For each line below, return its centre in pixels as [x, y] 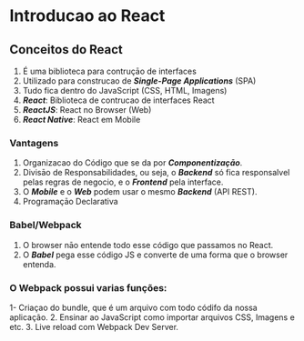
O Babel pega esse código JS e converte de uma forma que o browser [155, 255]
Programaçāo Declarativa [70, 202]
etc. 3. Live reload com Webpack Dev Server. [94, 326]
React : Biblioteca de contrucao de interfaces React [119, 100]
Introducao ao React [87, 16]
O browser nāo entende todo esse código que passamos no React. [148, 245]
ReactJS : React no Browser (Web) [87, 110]
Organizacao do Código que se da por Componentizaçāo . [132, 163]
